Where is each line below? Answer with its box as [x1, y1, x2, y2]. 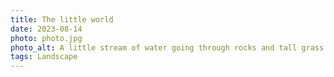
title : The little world [10, 14, 114, 25]
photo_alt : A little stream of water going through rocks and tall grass [10, 42, 325, 53]
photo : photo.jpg [10, 33, 83, 43]
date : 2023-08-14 [10, 24, 83, 34]
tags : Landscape [10, 52, 78, 62]
